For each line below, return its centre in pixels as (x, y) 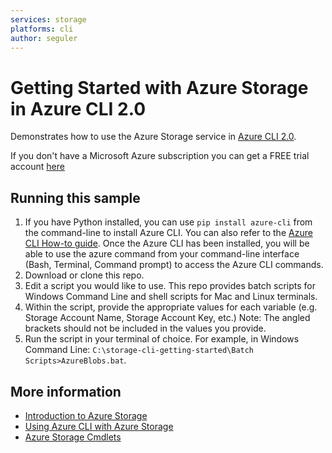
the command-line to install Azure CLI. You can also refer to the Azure (168, 233)
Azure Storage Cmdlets (73, 437)
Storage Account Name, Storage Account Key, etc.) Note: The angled (167, 318)
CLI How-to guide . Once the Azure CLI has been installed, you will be (167, 243)
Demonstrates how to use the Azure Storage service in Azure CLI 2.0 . (153, 137)
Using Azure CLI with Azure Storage (99, 426)
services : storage (48, 19)
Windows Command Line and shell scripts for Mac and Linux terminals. (171, 297)
